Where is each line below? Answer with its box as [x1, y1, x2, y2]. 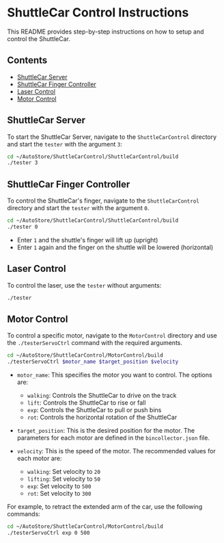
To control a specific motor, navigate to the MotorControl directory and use [7, 331, 217, 340]
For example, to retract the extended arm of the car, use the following [7, 503, 203, 511]
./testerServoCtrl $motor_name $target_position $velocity [7, 358, 179, 366]
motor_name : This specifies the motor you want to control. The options [16, 371, 213, 379]
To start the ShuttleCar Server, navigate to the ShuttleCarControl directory [7, 132, 217, 141]
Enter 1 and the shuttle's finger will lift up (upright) [16, 236, 158, 244]
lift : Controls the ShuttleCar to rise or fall [27, 399, 146, 407]
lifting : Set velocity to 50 [27, 475, 101, 483]
